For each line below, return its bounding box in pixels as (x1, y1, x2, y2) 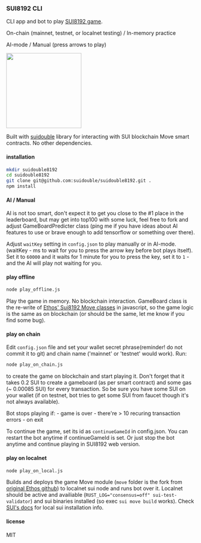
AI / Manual (6, 196, 35, 204)
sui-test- (152, 493, 178, 499)
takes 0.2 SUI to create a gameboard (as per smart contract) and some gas (6, 379, 192, 386)
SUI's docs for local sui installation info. (6, 504, 104, 511)
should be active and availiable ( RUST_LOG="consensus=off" (6, 491, 151, 499)
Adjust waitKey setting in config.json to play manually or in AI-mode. (6, 240, 176, 247)
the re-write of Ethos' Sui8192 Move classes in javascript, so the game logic (6, 304, 194, 311)
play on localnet (6, 454, 47, 461)
